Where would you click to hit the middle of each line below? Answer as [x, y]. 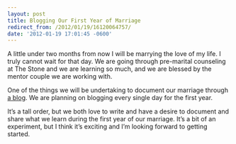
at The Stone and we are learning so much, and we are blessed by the [109, 69]
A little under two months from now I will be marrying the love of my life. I [114, 54]
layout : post [27, 14]
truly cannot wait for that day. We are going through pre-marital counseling [117, 62]
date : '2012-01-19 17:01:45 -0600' [60, 34]
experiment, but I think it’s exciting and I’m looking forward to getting [107, 127]
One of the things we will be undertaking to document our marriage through [118, 90]
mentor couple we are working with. [60, 77]
